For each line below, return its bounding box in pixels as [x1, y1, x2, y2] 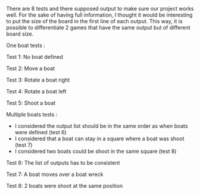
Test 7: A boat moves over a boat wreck [6, 171, 104, 178]
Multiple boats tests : [6, 111, 58, 118]
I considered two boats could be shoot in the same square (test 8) [14, 148, 177, 155]
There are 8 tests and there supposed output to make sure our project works [6, 5, 194, 12]
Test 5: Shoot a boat [6, 99, 56, 106]
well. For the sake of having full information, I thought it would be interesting [6, 11, 193, 18]
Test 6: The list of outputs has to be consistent [6, 159, 120, 166]
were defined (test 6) [14, 129, 67, 136]
